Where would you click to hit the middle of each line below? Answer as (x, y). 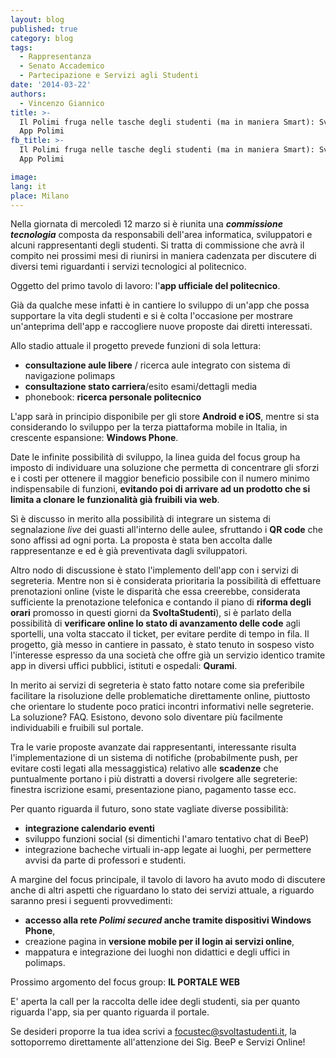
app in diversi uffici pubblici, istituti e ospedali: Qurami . (124, 666)
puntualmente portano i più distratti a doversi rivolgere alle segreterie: (154, 779)
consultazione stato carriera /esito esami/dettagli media (141, 387)
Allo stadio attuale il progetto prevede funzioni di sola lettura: (136, 346)
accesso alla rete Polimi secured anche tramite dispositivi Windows (168, 920)
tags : (21, 47)
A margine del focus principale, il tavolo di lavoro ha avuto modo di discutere (168, 880)
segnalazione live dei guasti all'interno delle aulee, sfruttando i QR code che (167, 530)
